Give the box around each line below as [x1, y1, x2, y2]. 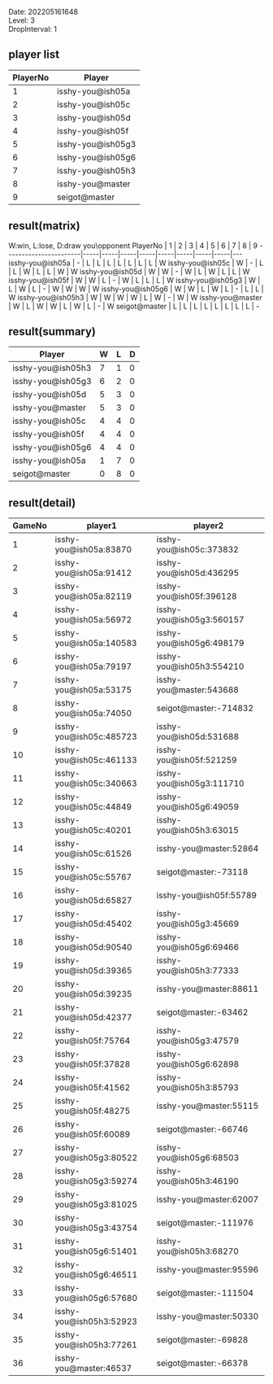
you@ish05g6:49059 [156, 801, 240, 813]
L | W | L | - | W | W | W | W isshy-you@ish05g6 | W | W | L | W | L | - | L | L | [8, 284, 264, 294]
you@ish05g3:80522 [54, 1152, 138, 1164]
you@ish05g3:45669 [156, 919, 240, 930]
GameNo [12, 520, 47, 531]
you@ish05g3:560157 [156, 614, 245, 626]
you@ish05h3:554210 [156, 661, 245, 672]
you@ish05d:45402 [54, 919, 132, 930]
